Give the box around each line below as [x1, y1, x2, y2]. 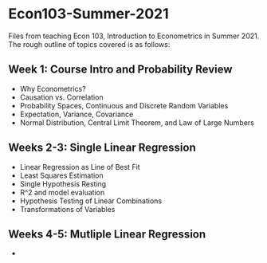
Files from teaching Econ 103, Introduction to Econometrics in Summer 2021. [8, 31, 260, 41]
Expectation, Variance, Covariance [19, 109, 134, 119]
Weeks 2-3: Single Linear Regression [8, 141, 197, 155]
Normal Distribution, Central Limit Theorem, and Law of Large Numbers [19, 117, 255, 128]
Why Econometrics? [19, 84, 86, 93]
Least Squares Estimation [19, 171, 104, 180]
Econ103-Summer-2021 [8, 5, 169, 23]
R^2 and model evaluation [19, 187, 105, 197]
